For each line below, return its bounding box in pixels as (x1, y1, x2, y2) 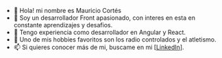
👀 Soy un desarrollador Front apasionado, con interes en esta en (13, 14, 195, 22)
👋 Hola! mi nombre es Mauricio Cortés (13, 7, 122, 14)
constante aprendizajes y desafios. (13, 21, 113, 29)
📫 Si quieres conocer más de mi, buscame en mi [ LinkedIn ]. (13, 43, 184, 51)
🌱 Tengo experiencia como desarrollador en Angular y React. (13, 28, 186, 36)
